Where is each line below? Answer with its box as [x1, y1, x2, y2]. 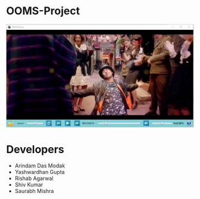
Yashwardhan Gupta [14, 169, 65, 176]
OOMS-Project [6, 4, 80, 18]
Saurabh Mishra [14, 188, 54, 195]
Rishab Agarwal [14, 175, 54, 182]
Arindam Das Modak [14, 162, 65, 169]
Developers [6, 142, 64, 156]
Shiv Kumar [14, 181, 43, 188]
